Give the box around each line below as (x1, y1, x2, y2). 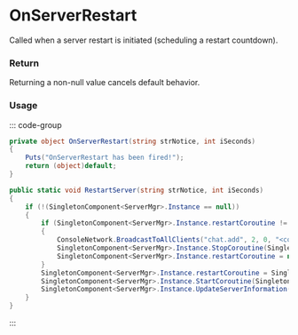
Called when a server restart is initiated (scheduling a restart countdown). (9, 35, 278, 45)
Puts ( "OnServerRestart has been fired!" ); (25, 153, 184, 163)
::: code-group (9, 119, 62, 130)
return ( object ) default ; (25, 162, 117, 171)
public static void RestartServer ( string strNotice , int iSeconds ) (9, 186, 264, 195)
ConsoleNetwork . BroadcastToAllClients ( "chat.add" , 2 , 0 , (56, 235, 272, 244)
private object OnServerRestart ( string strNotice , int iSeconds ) (9, 137, 255, 146)
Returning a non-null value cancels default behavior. (9, 77, 200, 88)
